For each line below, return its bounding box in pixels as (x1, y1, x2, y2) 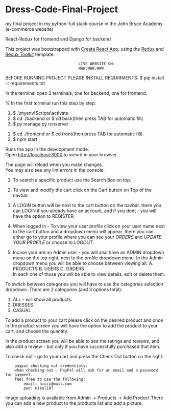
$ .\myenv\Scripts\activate (12, 110, 69, 116)
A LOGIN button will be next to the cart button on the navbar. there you (12, 202, 162, 208)
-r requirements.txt (5, 80, 45, 86)
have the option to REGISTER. (12, 213, 75, 219)
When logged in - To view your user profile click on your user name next (12, 223, 165, 229)
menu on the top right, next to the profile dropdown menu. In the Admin (12, 255, 163, 261)
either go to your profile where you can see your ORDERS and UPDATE (12, 234, 162, 240)
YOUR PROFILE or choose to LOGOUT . (12, 239, 94, 245)
